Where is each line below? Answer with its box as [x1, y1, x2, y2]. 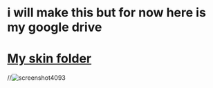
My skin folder [7, 51, 92, 67]
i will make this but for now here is [7, 5, 206, 21]
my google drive [7, 19, 102, 35]
